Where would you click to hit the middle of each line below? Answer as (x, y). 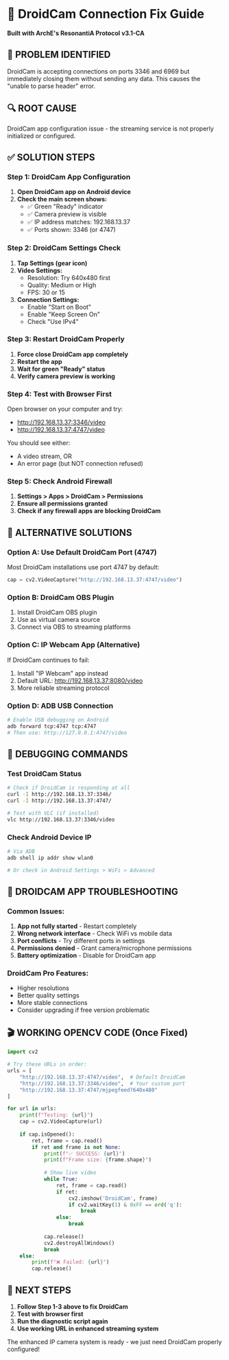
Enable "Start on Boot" (59, 307)
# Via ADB (21, 851)
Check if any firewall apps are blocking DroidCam (89, 511)
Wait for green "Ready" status (61, 369)
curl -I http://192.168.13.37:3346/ (59, 795)
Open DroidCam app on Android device (74, 192)
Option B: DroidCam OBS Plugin (61, 597)
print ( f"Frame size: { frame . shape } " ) (98, 1160)
